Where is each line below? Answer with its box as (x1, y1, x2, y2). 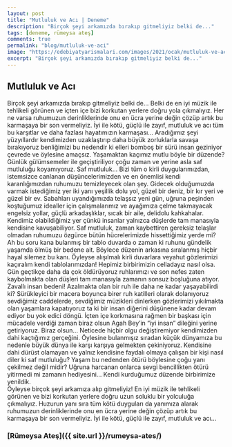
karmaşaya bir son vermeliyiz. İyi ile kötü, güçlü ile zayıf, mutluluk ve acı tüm (7, 121, 224, 129)
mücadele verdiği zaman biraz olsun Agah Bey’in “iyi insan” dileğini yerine (7, 319, 217, 327)
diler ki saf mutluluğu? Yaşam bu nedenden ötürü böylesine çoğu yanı (7, 355, 206, 364)
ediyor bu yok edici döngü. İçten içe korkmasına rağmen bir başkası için (7, 311, 212, 319)
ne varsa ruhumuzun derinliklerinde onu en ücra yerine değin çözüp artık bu (7, 113, 223, 121)
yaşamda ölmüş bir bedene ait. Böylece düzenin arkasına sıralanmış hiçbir (7, 246, 217, 254)
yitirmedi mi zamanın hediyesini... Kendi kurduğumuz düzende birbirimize (7, 370, 216, 378)
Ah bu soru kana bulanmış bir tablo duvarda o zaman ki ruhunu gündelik (7, 238, 212, 246)
